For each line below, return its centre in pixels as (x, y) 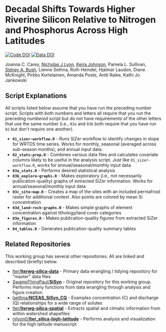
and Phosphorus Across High (67, 30)
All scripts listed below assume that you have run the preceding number (79, 108)
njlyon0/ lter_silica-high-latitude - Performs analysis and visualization (84, 319)
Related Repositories (38, 244)
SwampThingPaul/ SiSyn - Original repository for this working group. (82, 282)
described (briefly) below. (31, 261)
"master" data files (31, 276)
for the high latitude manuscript (44, 324)
